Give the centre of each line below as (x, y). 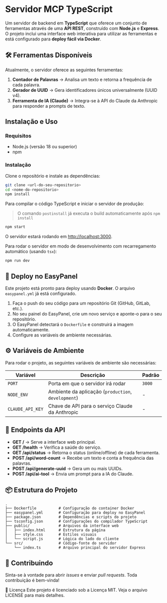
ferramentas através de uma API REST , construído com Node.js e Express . (82, 28)
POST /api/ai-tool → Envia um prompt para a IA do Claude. (73, 474)
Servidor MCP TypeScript (59, 9)
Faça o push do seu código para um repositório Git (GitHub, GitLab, (81, 303)
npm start (15, 227)
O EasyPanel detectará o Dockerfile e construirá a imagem (73, 324)
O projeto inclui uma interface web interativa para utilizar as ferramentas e (81, 33)
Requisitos (18, 136)
